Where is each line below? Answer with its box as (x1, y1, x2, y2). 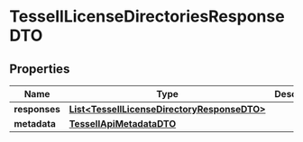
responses (14, 103, 60, 115)
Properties (9, 61, 70, 76)
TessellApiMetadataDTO (69, 118, 177, 129)
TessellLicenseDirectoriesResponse (9, 6, 286, 27)
